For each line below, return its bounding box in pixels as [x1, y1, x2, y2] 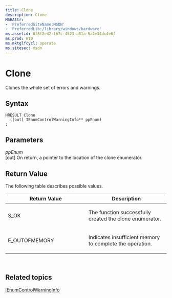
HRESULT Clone [5, 113, 36, 118]
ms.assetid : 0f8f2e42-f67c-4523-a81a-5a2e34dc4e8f [5, 31, 116, 36]
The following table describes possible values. [5, 183, 103, 189]
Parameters [5, 135, 44, 144]
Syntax [5, 99, 29, 108]
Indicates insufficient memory [89, 234, 160, 241]
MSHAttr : [5, 17, 24, 22]
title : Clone [5, 7, 33, 13]
